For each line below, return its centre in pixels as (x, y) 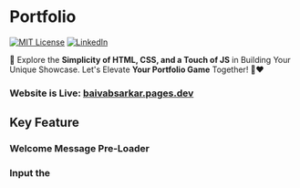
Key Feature (44, 123)
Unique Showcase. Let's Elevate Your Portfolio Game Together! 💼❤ (137, 69)
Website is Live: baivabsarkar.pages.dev (102, 93)
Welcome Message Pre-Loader (80, 149)
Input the (30, 173)
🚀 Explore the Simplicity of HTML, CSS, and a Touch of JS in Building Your (150, 59)
